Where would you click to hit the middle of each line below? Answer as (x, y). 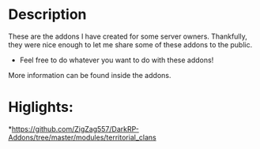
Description (47, 15)
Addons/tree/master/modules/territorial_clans (82, 137)
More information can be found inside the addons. (90, 75)
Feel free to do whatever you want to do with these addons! (117, 60)
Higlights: (41, 107)
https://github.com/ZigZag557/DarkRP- (75, 129)
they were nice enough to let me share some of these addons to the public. (130, 44)
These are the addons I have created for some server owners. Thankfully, (128, 36)
